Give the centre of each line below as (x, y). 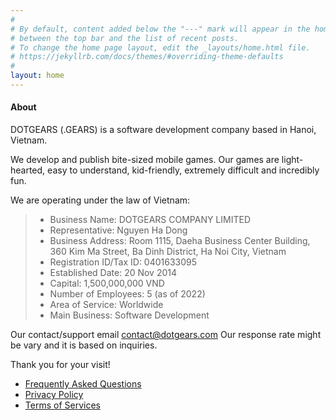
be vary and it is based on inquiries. (84, 345)
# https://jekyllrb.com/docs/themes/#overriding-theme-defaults (147, 57)
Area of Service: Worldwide (106, 305)
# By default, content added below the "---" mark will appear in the (160, 29)
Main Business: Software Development (129, 315)
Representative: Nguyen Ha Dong (118, 230)
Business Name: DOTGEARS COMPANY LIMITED (150, 220)
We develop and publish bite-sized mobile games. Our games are (145, 160)
